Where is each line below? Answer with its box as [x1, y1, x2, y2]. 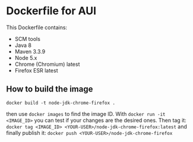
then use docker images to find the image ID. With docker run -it [6, 110, 166, 117]
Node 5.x [14, 54, 37, 61]
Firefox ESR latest [14, 67, 58, 74]
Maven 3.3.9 [14, 48, 46, 55]
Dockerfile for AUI [6, 4, 97, 18]
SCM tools [14, 35, 40, 42]
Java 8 [14, 42, 31, 49]
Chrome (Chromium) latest [14, 61, 80, 68]
